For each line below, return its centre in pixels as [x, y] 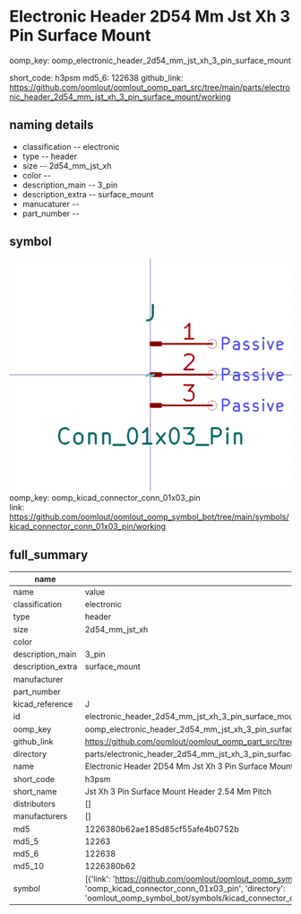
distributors [34, 804]
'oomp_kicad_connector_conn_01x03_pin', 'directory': [185, 888]
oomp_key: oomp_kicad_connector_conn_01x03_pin [105, 498]
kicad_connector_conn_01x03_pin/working [88, 527]
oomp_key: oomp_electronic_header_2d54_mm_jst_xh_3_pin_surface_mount [150, 60]
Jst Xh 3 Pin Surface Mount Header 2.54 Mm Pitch [178, 791]
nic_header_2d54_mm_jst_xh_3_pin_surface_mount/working [120, 97]
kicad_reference [43, 704]
